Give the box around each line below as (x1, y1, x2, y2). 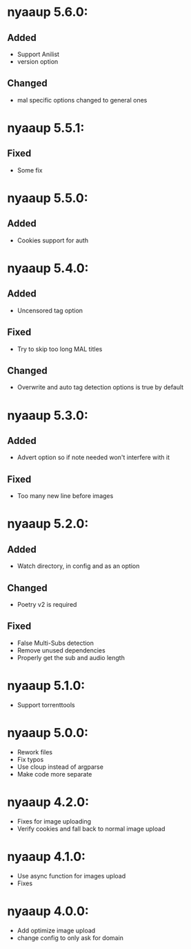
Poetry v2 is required (17, 601, 77, 609)
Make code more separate (17, 770, 92, 778)
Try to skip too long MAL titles (17, 344, 103, 353)
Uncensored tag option (17, 306, 83, 314)
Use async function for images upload (17, 871, 126, 880)
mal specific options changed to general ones (17, 96, 148, 104)
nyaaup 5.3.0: (7, 407, 88, 423)
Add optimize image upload (17, 926, 96, 934)
